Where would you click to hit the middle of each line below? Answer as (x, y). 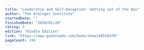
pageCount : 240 (20, 40)
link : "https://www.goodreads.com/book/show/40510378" (62, 36)
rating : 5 (15, 27)
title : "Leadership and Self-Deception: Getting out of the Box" (72, 9)
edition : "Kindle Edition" (32, 31)
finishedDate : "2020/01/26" (33, 23)
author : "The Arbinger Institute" (40, 14)
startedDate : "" (21, 18)
